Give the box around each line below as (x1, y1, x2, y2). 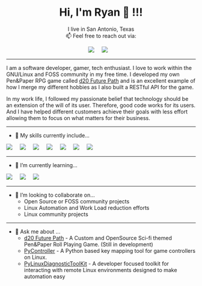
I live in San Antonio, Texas (67, 25, 135, 33)
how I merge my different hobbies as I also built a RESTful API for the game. (6, 83, 194, 91)
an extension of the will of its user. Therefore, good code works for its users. (6, 101, 196, 109)
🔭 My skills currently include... (14, 132, 90, 139)
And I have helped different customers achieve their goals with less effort (6, 108, 188, 115)
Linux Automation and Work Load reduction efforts (23, 204, 150, 211)
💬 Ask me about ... (14, 227, 61, 235)
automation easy (23, 273, 66, 280)
